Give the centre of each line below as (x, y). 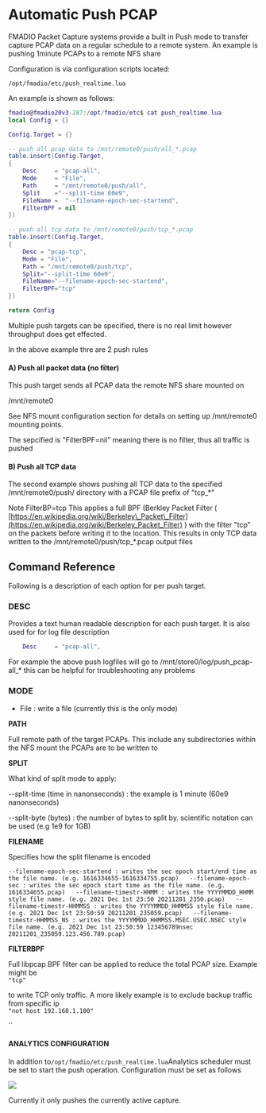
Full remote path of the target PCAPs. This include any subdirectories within (132, 739)
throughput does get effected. (58, 334)
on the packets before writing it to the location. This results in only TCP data (132, 533)
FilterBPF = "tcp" (50, 289)
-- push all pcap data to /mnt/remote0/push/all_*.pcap (102, 149)
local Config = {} (39, 120)
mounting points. (36, 425)
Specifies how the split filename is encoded (79, 856)
